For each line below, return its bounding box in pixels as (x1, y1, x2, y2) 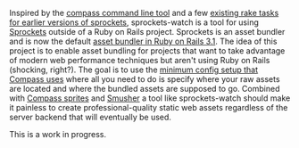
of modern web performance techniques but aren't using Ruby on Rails (9, 55, 270, 65)
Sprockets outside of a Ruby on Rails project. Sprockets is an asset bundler (9, 27, 286, 37)
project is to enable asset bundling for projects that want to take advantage (9, 45, 286, 56)
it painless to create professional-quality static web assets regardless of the (9, 103, 288, 112)
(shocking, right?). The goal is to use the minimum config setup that (9, 64, 259, 75)
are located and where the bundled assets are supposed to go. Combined (9, 84, 280, 94)
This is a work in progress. (9, 129, 107, 139)
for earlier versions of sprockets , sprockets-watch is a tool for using (9, 17, 259, 28)
